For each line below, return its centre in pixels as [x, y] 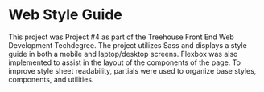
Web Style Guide [66, 15]
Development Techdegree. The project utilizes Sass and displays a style [128, 45]
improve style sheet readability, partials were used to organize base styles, [132, 70]
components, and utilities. [51, 79]
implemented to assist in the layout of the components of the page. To [125, 62]
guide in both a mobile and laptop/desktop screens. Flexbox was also [123, 54]
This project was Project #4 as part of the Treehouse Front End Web [122, 37]
